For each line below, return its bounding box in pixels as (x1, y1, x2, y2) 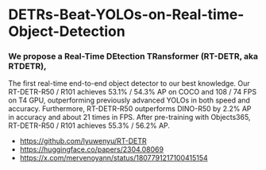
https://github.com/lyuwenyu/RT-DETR (19, 137, 147, 146)
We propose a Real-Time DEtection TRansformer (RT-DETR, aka (8, 51, 259, 62)
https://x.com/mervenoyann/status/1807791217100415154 (19, 153, 208, 163)
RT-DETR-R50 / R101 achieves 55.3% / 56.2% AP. (8, 121, 171, 130)
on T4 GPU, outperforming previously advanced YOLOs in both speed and (8, 95, 250, 105)
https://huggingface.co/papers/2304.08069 (19, 145, 164, 154)
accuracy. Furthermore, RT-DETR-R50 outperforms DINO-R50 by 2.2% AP (8, 104, 252, 114)
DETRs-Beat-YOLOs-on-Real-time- (8, 6, 245, 24)
